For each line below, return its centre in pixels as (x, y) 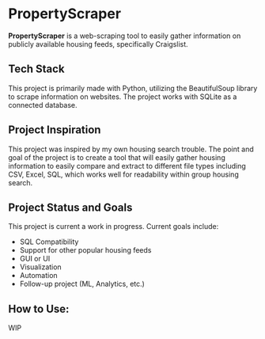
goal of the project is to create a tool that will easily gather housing (117, 157)
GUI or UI (35, 259)
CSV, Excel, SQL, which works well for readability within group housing (123, 174)
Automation (38, 276)
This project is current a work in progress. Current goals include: (114, 227)
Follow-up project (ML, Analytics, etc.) (82, 284)
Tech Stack (36, 69)
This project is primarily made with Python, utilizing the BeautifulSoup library (133, 88)
